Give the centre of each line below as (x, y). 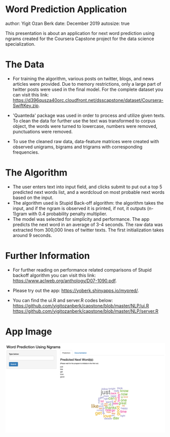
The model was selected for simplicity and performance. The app (81, 219)
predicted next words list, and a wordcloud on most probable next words (89, 192)
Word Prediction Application (66, 9)
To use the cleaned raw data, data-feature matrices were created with (86, 141)
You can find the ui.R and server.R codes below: (63, 300)
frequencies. (26, 152)
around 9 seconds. (32, 235)
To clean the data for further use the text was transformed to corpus (84, 121)
